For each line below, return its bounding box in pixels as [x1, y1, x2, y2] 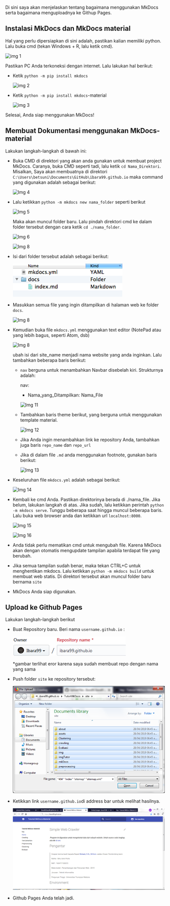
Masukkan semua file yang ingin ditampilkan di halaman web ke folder [12, 301, 159, 308]
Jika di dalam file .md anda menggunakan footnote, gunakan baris [20, 452, 157, 458]
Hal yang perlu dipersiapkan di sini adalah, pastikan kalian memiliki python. [5, 37, 161, 44]
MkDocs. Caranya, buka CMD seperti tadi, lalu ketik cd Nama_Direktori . [12, 163, 161, 169]
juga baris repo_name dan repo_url [20, 442, 91, 448]
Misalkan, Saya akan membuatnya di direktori [12, 168, 108, 174]
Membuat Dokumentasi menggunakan [5, 127, 129, 135]
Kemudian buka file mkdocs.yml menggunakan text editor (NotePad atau [12, 327, 161, 333]
